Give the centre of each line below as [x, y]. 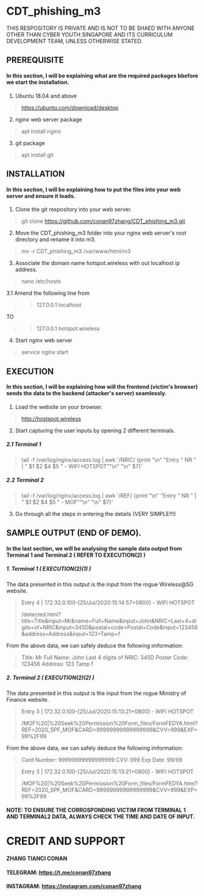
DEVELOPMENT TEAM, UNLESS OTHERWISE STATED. [75, 41]
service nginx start [45, 352]
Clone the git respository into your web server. [73, 210]
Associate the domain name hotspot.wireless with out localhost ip [97, 263]
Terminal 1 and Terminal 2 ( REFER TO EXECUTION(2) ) [76, 555]
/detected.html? [41, 614]
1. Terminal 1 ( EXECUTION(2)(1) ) [49, 569]
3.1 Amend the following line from [48, 293]
